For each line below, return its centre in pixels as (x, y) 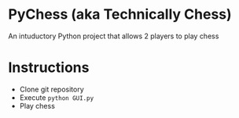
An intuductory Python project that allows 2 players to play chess (114, 36)
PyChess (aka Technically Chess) (120, 14)
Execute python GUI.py (57, 97)
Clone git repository (51, 89)
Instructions (49, 68)
